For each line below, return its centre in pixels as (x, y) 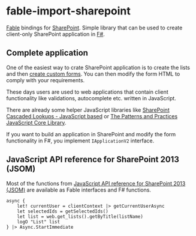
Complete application (47, 53)
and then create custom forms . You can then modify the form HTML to (93, 74)
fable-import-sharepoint (68, 11)
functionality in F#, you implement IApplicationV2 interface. (80, 141)
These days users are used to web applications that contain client (88, 92)
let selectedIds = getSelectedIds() (63, 211)
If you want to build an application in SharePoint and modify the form (91, 134)
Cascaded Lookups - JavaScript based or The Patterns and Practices (92, 116)
